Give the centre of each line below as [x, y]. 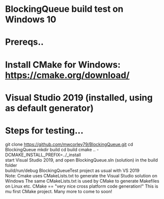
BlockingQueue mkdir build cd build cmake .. [50, 149]
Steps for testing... [44, 130]
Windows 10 [31, 19]
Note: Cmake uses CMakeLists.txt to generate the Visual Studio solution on [81, 175]
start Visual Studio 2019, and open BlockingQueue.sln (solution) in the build [82, 160]
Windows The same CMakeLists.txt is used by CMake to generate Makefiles [82, 181]
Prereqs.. [24, 42]
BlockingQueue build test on [64, 9]
